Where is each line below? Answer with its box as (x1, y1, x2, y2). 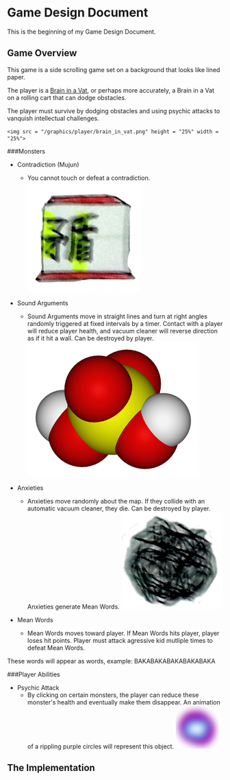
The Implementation (7, 762, 96, 774)
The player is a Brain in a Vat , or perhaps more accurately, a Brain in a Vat (7, 86, 214, 94)
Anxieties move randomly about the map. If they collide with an (27, 497, 205, 505)
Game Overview (7, 47, 77, 59)
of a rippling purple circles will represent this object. (27, 742, 175, 751)
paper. (7, 73, 25, 81)
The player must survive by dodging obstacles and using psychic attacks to (7, 106, 220, 115)
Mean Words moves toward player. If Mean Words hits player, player (27, 629, 220, 637)
